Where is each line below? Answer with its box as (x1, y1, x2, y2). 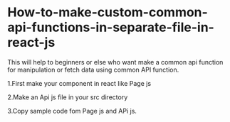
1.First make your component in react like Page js (7, 79, 152, 87)
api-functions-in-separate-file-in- (7, 19, 215, 35)
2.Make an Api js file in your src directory (7, 93, 128, 101)
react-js (7, 35, 56, 50)
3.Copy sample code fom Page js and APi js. (7, 106, 137, 115)
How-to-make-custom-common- (7, 4, 208, 21)
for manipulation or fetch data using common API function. (7, 65, 179, 74)
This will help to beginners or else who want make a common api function (7, 57, 224, 66)
